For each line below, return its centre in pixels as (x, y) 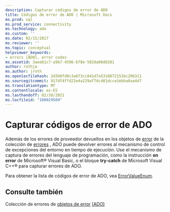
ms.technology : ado (26, 29)
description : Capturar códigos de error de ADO (57, 10)
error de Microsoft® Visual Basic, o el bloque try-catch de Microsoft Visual (84, 161)
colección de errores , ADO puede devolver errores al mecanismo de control (85, 144)
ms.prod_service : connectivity (38, 24)
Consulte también (34, 192)
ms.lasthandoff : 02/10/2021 (35, 95)
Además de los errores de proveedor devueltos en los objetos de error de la (84, 139)
